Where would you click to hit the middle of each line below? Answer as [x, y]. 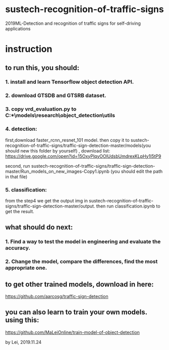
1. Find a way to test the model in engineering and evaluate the [83, 242]
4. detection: [21, 129]
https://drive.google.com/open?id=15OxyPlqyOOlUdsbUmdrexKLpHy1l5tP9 [83, 156]
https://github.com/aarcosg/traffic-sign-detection [57, 296]
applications [18, 28]
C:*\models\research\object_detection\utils [60, 116]
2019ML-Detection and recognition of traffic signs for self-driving [73, 23]
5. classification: [26, 189]
